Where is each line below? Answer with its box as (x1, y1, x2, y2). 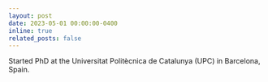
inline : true (8, 27, 53, 35)
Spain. (8, 65, 30, 75)
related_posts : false (8, 34, 82, 43)
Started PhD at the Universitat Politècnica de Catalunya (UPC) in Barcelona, (8, 56, 261, 66)
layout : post (8, 11, 53, 20)
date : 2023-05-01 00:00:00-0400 (8, 19, 118, 27)
